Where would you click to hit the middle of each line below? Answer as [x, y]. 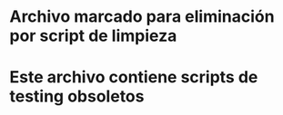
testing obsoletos [77, 96]
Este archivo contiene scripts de [134, 77]
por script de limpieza [93, 36]
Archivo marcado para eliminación [142, 17]
